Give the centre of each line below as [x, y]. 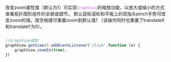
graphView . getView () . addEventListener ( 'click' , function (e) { [73, 45]
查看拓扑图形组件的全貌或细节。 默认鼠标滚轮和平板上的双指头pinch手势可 [83, 14]
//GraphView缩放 [22, 41]
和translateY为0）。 [25, 26]
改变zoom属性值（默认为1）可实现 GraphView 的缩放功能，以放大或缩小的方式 [85, 7]
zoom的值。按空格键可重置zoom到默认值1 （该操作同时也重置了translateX [87, 20]
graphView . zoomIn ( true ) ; [41, 50]
